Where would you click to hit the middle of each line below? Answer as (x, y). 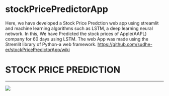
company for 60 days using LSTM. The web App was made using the (77, 39)
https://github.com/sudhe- (125, 44)
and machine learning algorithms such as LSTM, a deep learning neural (79, 28)
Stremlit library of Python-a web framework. (51, 44)
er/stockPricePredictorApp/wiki (38, 49)
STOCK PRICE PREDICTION (63, 70)
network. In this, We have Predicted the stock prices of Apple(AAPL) (76, 33)
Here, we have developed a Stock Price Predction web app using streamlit (82, 23)
